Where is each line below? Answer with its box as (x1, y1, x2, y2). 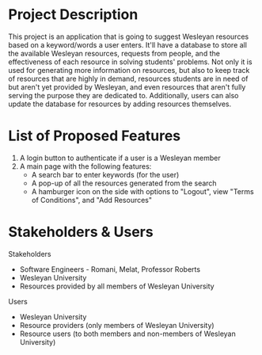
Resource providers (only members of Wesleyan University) (19, 320, 215, 330)
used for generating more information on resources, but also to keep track (8, 65, 250, 74)
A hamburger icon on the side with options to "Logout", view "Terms (31, 186, 255, 196)
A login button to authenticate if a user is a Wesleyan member (19, 153, 221, 162)
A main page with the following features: (19, 161, 152, 171)
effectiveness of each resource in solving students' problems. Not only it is (8, 57, 253, 67)
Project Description (8, 6, 139, 24)
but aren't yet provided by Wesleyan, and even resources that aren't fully (8, 82, 246, 92)
